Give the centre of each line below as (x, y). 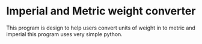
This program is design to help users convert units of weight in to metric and (101, 28)
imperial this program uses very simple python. (65, 34)
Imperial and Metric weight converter (101, 11)
